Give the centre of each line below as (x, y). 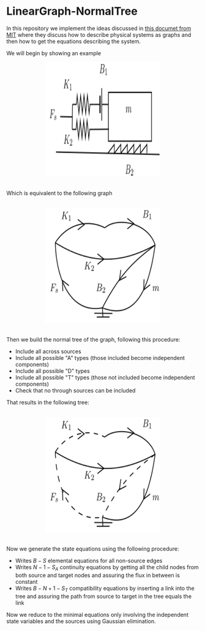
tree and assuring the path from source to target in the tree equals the (103, 596)
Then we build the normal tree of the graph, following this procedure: (93, 339)
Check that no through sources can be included (75, 390)
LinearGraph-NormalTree (72, 11)
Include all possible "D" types (52, 371)
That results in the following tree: (48, 402)
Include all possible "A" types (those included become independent (100, 358)
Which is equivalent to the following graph (59, 193)
